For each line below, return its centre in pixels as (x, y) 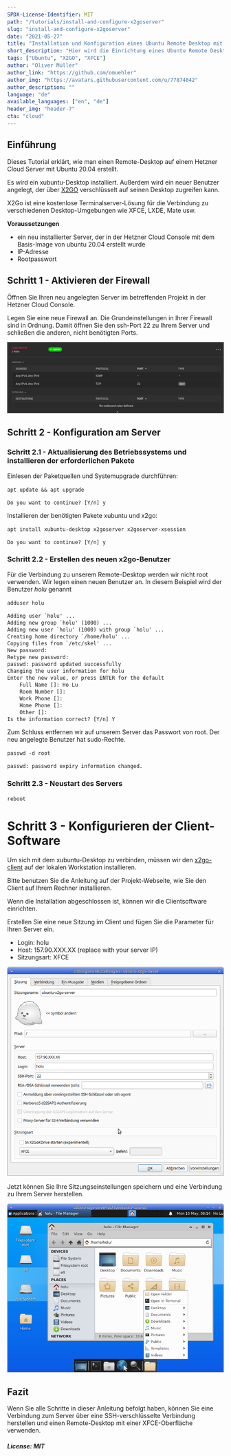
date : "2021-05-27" (35, 37)
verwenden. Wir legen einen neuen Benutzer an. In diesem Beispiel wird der (114, 581)
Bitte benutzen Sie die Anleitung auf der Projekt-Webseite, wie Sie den (107, 881)
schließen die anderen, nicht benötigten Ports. (73, 332)
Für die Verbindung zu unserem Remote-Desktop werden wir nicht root (108, 574)
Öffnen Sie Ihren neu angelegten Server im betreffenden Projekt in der (107, 297)
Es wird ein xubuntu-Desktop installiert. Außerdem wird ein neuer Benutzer (113, 182)
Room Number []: (43, 691)
